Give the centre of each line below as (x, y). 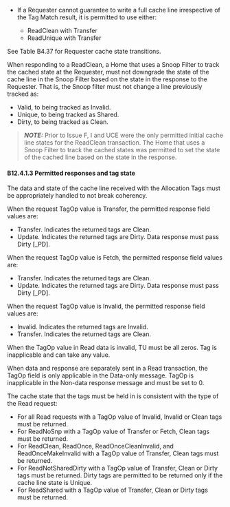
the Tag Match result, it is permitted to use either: (87, 17)
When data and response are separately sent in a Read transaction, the (107, 369)
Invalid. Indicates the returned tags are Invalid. (83, 327)
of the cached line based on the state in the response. (100, 157)
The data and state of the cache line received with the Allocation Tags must (114, 188)
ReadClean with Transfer (62, 31)
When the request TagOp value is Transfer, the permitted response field (109, 209)
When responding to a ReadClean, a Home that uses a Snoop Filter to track (113, 64)
